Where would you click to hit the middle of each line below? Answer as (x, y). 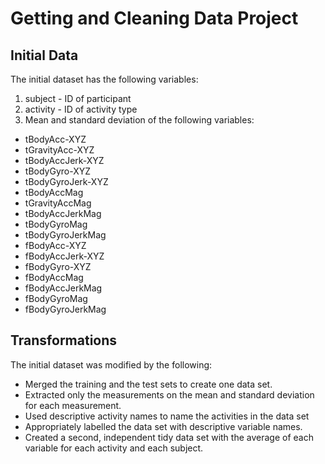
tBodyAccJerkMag (63, 213)
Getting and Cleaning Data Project (154, 18)
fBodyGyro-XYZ (58, 266)
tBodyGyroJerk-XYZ (66, 181)
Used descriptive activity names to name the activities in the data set (167, 416)
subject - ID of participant (78, 98)
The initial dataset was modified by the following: (111, 364)
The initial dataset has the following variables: (104, 79)
